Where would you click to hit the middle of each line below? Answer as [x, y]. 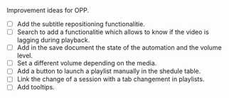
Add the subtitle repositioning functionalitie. [81, 24]
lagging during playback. [53, 40]
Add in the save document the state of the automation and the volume [119, 48]
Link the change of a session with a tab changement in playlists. [111, 79]
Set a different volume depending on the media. [87, 63]
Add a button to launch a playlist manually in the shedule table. [109, 71]
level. [25, 55]
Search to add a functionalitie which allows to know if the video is [113, 32]
